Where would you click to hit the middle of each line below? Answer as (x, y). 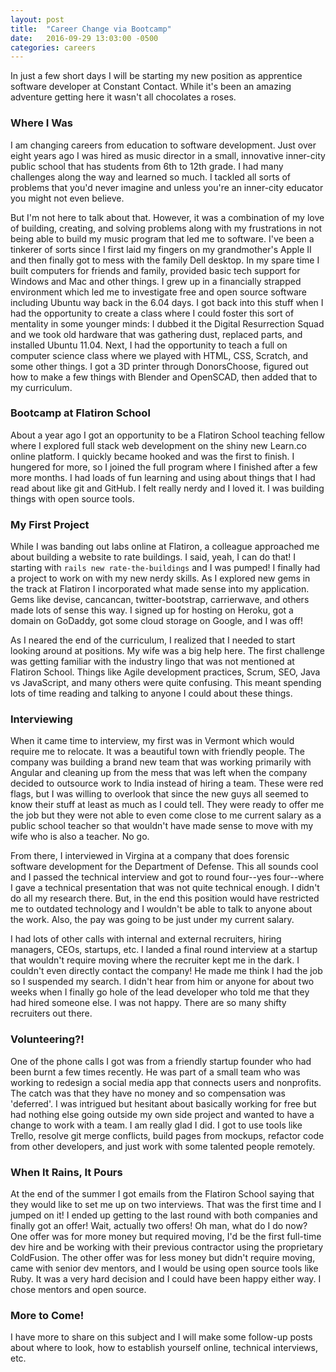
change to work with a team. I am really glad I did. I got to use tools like (156, 1125)
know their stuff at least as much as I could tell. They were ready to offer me (167, 805)
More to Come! (47, 1315)
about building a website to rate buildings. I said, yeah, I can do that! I (153, 557)
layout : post (37, 19)
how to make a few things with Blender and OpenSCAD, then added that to (164, 377)
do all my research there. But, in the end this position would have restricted (165, 898)
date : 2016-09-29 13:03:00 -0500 (84, 38)
